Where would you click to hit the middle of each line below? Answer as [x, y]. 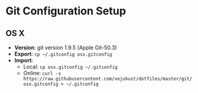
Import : [24, 60]
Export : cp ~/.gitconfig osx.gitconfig [63, 54]
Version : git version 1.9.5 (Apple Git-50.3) [66, 47]
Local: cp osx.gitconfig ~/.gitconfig [70, 67]
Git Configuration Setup [66, 11]
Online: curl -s [42, 73]
